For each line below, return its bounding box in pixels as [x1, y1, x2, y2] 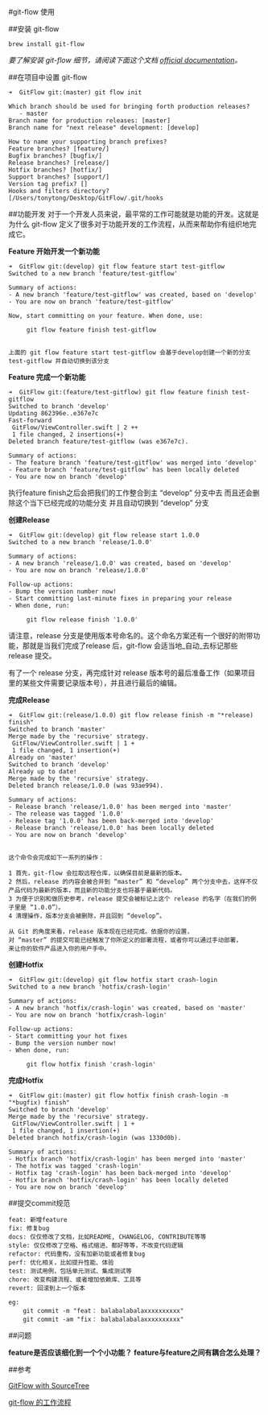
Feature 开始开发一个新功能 [8, 246, 101, 256]
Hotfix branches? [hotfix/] [8, 166, 103, 174]
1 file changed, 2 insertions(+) [11, 431, 125, 439]
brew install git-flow [8, 40, 85, 48]
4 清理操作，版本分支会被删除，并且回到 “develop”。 [8, 912, 166, 920]
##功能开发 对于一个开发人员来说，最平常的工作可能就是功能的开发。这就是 [8, 209, 259, 219]
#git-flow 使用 [8, 7, 55, 16]
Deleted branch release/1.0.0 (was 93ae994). [8, 782, 163, 790]
